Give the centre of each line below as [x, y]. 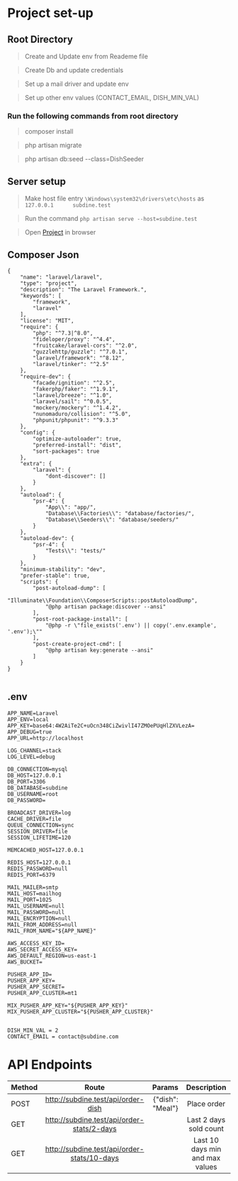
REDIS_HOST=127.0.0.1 [39, 862]
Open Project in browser [60, 232]
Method [24, 1087]
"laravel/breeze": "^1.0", [73, 395]
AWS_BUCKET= [25, 962]
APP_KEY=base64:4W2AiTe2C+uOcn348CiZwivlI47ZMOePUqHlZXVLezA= [101, 726]
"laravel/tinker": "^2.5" [71, 364]
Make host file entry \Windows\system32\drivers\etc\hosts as [114, 199]
